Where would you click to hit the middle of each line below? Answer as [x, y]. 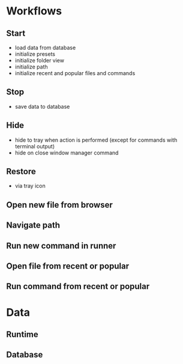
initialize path [31, 67]
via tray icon [30, 186]
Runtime [22, 334]
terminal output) [35, 146]
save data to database [42, 106]
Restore [21, 171]
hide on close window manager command [67, 153]
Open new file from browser [59, 205]
